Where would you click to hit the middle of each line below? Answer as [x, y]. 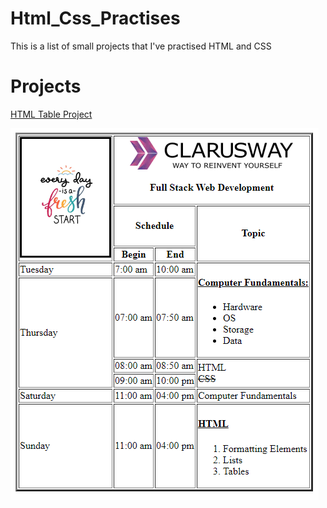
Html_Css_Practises [95, 18]
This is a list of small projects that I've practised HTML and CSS [141, 46]
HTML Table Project [51, 114]
